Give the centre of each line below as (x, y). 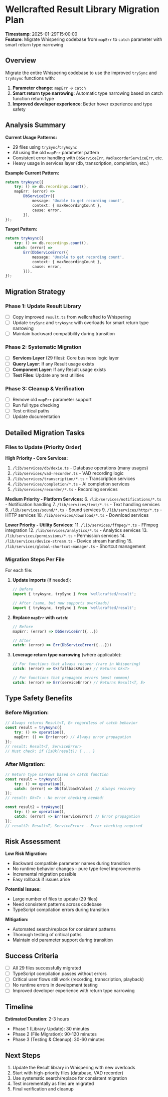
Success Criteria (32, 956)
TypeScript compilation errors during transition (61, 910)
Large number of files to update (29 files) (55, 899)
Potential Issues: (23, 889)
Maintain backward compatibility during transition (64, 334)
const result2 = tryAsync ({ (35, 807)
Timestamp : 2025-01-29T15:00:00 (41, 34)
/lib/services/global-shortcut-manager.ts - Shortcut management (75, 546)
